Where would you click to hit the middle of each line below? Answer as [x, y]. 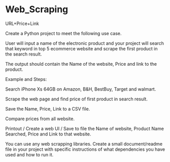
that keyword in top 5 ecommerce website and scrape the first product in [81, 48]
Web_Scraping [37, 9]
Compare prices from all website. [40, 119]
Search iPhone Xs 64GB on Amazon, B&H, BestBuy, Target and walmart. [81, 89]
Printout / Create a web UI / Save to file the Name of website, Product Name [84, 128]
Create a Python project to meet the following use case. [63, 33]
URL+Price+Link [22, 23]
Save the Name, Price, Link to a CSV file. [48, 109]
